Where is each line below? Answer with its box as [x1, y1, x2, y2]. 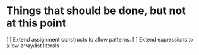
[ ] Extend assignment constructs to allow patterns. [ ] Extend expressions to [6, 36, 194, 43]
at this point [6, 16, 67, 30]
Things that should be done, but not [6, 4, 186, 18]
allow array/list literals [6, 42, 59, 49]
